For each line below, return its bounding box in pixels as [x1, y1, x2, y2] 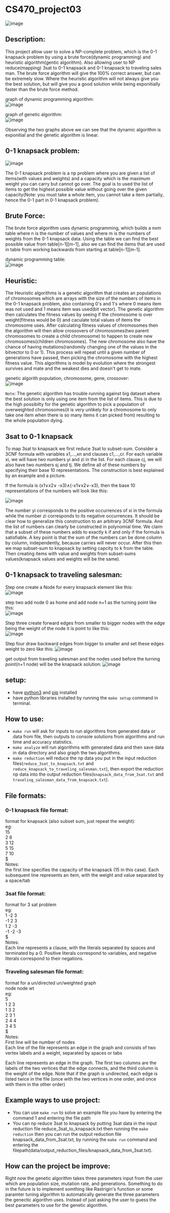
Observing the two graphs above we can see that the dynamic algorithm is [5, 126, 161, 132]
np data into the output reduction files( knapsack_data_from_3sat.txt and [12, 771, 164, 777]
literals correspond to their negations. [5, 955, 84, 962]
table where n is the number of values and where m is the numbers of [5, 230, 151, 236]
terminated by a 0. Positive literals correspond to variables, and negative [5, 950, 157, 956]
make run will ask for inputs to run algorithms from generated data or [12, 728, 156, 734]
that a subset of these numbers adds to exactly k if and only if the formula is [5, 529, 165, 535]
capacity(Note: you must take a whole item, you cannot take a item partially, [5, 191, 164, 197]
